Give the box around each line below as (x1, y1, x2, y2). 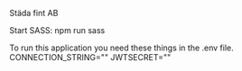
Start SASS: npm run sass (9, 25, 106, 35)
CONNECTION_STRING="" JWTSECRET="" (9, 52, 172, 62)
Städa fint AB (9, 8, 59, 18)
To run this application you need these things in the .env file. (9, 42, 235, 53)
